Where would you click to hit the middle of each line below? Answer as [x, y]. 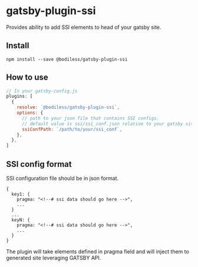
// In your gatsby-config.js [42, 91]
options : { [30, 113]
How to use [27, 78]
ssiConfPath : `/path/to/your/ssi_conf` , [72, 129]
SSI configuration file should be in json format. [62, 178]
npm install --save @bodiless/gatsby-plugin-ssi [67, 59]
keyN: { [21, 220]
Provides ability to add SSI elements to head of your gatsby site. [84, 27]
